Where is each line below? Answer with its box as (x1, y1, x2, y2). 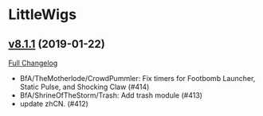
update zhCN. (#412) (19, 99, 89, 108)
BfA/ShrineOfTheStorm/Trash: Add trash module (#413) (19, 91, 203, 100)
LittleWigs (8, 6, 77, 24)
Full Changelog (8, 58, 58, 68)
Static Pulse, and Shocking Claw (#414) (19, 82, 150, 91)
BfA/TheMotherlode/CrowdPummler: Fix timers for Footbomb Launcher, (19, 74, 256, 83)
